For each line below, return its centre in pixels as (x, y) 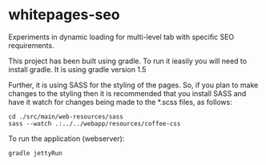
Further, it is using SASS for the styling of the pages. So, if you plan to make (133, 85)
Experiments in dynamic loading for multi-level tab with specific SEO (121, 37)
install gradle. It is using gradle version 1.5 (77, 69)
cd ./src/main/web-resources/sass (66, 117)
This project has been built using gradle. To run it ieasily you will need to (127, 61)
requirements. (31, 45)
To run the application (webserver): (66, 139)
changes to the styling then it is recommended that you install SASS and (127, 93)
